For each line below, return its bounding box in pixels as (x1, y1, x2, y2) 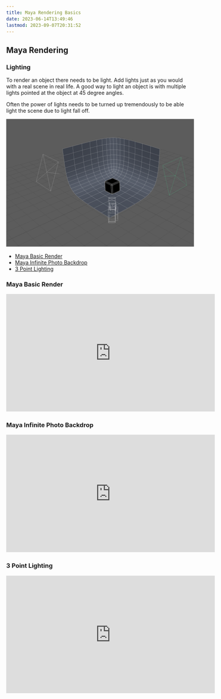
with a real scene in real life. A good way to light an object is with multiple (6, 83, 186, 90)
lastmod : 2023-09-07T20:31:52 (6, 22, 82, 28)
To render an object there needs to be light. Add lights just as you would (6, 76, 183, 84)
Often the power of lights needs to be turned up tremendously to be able (6, 101, 185, 108)
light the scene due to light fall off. (6, 107, 90, 115)
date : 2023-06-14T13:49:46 (6, 16, 73, 22)
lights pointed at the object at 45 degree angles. (6, 90, 124, 97)
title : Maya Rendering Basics (6, 10, 82, 16)
